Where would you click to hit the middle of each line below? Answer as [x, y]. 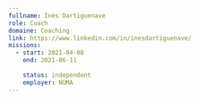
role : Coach [28, 23]
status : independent [57, 75]
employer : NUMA [48, 82]
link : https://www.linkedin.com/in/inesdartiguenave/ [100, 38]
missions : [25, 46]
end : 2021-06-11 [50, 61]
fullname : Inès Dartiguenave [57, 16]
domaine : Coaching [39, 30]
